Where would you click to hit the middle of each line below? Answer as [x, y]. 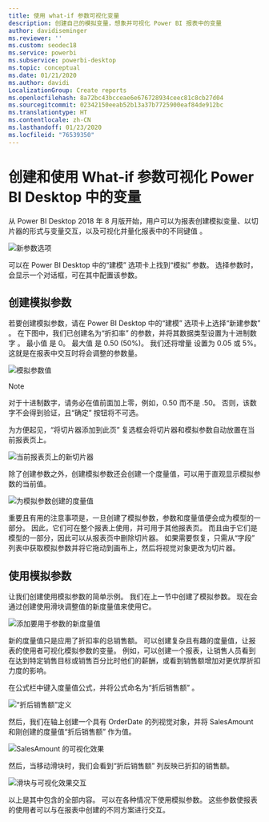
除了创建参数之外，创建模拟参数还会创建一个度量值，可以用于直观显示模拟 [131, 474]
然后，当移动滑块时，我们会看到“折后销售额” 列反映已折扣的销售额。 [121, 766]
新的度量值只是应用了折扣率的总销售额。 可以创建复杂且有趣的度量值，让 [128, 641]
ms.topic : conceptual [44, 68]
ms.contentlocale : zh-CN [50, 120]
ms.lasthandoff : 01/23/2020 [55, 127]
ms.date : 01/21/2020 [43, 75]
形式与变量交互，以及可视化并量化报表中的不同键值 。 [118, 231]
